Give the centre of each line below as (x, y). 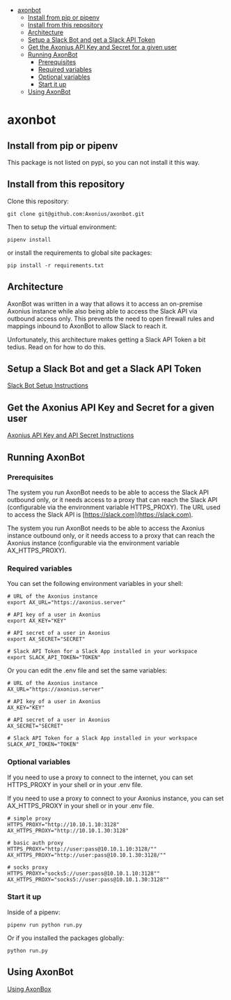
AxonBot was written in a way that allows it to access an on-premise (105, 304)
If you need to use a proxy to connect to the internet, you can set (100, 777)
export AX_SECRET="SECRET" (46, 639)
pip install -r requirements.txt (56, 265)
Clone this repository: (38, 201)
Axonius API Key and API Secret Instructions (71, 435)
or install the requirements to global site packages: (80, 252)
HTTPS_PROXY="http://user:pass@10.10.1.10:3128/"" (82, 849)
